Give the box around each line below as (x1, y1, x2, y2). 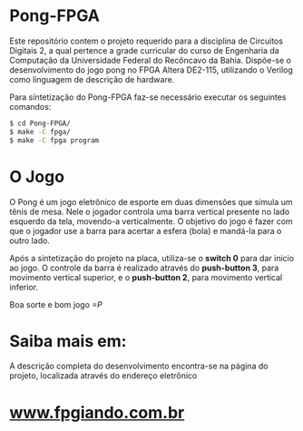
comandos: (9, 101, 52, 112)
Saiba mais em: (9, 330, 127, 351)
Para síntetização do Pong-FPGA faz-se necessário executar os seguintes (9, 92, 287, 103)
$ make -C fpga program (9, 135, 100, 145)
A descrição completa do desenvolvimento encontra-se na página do (9, 360, 269, 372)
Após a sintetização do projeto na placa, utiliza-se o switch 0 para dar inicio (9, 252, 295, 263)
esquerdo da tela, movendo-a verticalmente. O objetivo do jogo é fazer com (9, 215, 293, 227)
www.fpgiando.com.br (9, 402, 185, 423)
